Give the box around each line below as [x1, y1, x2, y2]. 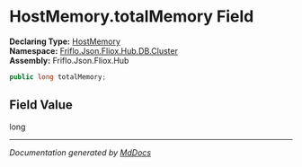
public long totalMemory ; [9, 72, 106, 82]
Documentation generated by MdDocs [9, 146, 151, 158]
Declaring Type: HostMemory [9, 36, 121, 47]
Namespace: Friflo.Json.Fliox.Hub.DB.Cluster [9, 45, 178, 56]
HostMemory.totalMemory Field [9, 6, 254, 27]
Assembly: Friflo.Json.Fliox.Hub [9, 55, 129, 66]
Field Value [9, 97, 74, 113]
